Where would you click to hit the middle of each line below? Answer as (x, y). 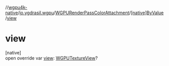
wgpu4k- (18, 7)
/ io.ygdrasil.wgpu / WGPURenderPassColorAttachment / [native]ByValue (91, 13)
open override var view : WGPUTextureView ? (51, 58)
